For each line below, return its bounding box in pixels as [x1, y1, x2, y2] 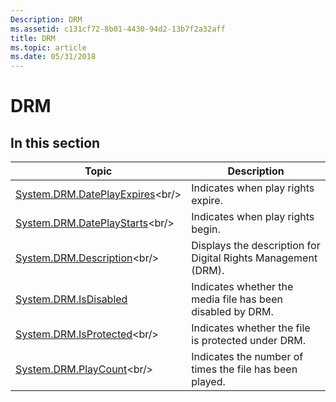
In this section [10, 134, 101, 151]
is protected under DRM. [191, 334, 306, 348]
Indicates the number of [191, 350, 304, 364]
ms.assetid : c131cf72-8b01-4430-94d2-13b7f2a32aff [10, 24, 226, 34]
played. [191, 375, 226, 389]
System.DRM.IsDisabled [15, 292, 128, 306]
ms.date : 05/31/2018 [10, 52, 97, 62]
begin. [191, 222, 221, 236]
